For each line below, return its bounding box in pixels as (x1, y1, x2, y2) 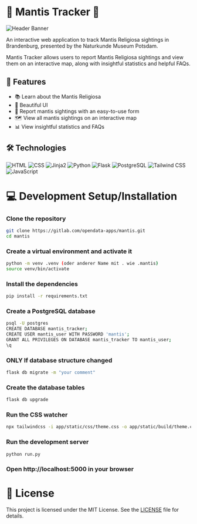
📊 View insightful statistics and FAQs (14, 123, 104, 130)
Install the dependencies (6, 280, 78, 288)
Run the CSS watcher (6, 411, 68, 419)
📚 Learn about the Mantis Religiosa (14, 93, 101, 100)
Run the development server (6, 438, 89, 446)
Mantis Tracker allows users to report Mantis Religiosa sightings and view (6, 53, 184, 61)
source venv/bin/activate (6, 266, 69, 272)
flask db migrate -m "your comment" (6, 370, 96, 375)
